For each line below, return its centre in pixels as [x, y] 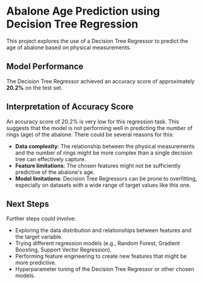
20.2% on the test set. [34, 88]
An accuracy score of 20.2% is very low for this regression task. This [93, 121]
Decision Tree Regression [72, 24]
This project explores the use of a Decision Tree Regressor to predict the [97, 41]
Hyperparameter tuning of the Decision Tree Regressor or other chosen [105, 269]
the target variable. [39, 237]
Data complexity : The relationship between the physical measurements [105, 146]
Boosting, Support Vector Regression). [63, 250]
